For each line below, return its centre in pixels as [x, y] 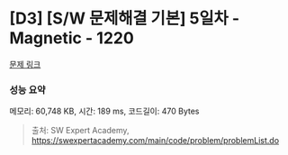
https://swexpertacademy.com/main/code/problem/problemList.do [155, 141]
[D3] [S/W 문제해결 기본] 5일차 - [125, 18]
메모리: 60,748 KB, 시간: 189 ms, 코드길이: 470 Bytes [104, 111]
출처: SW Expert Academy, [80, 131]
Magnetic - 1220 [72, 38]
